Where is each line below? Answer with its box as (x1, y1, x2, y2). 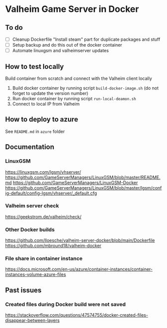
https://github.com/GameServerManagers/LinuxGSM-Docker (12, 180, 138, 186)
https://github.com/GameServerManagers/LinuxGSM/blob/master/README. (5, 174, 161, 180)
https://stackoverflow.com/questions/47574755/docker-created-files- (5, 312, 148, 318)
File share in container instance (5, 255, 83, 262)
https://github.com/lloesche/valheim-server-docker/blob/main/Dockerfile (5, 237, 155, 244)
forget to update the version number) (12, 90, 88, 96)
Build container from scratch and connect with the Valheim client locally (5, 75, 153, 81)
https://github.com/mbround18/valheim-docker (5, 243, 102, 249)
